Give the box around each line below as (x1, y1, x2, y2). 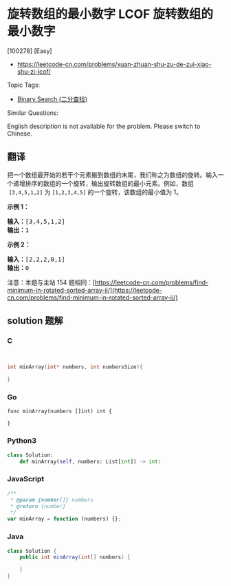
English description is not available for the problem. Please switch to (7, 122, 201, 130)
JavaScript (7, 474, 45, 484)
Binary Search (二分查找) (16, 94, 88, 103)
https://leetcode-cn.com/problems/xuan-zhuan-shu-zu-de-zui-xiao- (16, 60, 212, 68)
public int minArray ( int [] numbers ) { (19, 554, 131, 561)
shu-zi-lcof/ (16, 67, 51, 76)
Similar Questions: (7, 108, 59, 117)
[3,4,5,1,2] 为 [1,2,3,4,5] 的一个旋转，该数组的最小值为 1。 (8, 187, 182, 196)
